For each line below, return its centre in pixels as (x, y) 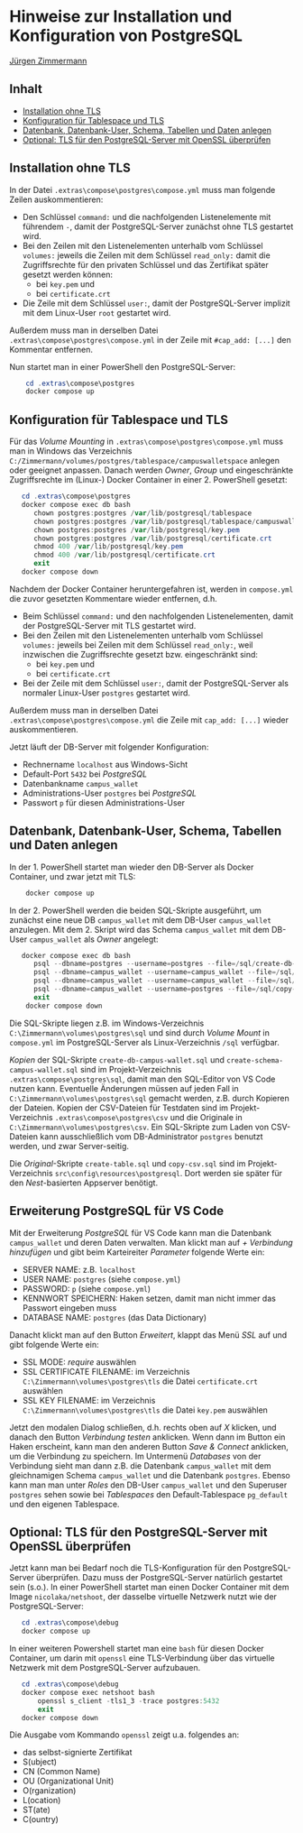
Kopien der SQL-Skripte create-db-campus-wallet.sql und (117, 1059)
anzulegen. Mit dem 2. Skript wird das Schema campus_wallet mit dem (140, 929)
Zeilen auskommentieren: (56, 199)
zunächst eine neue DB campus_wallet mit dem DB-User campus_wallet (141, 920)
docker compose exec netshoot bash (88, 1692)
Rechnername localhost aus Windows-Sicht (105, 764)
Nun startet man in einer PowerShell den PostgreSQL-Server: (123, 366)
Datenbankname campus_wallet (80, 783)
